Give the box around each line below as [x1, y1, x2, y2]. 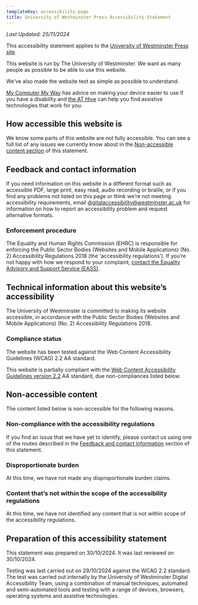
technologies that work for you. [6, 101, 83, 109]
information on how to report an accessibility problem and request [6, 205, 168, 212]
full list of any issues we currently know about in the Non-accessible [6, 141, 174, 148]
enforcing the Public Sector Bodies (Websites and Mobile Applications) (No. [6, 246, 191, 253]
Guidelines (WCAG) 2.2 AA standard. [6, 354, 96, 362]
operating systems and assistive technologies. [6, 593, 120, 600]
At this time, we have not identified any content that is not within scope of [6, 510, 186, 517]
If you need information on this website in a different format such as [6, 180, 172, 187]
